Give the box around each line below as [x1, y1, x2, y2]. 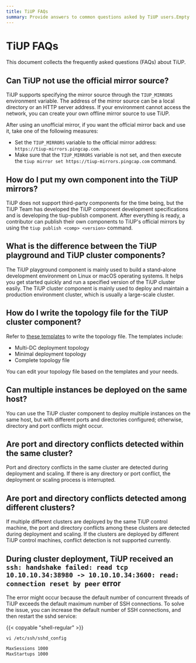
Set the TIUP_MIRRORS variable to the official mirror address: [14, 139, 157, 146]
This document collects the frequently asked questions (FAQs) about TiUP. [6, 59, 186, 66]
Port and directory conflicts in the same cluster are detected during [6, 464, 169, 471]
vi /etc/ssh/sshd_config [6, 635, 67, 641]
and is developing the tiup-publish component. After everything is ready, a [6, 212, 185, 219]
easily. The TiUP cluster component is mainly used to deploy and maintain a [6, 285, 189, 292]
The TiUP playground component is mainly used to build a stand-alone [6, 266, 177, 273]
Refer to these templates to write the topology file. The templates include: [6, 333, 183, 340]
